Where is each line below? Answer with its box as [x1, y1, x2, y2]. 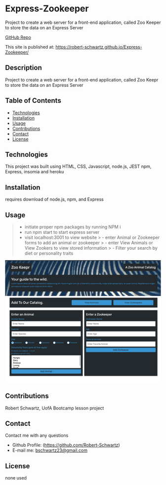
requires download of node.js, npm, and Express [5, 197, 104, 203]
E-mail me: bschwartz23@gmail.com [12, 447, 88, 453]
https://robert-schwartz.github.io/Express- [55, 44, 142, 50]
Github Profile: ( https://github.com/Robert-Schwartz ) [12, 442, 120, 448]
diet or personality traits [24, 250, 74, 256]
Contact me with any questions [5, 432, 69, 438]
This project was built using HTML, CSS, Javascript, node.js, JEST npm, [5, 163, 152, 169]
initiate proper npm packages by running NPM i [24, 224, 121, 230]
